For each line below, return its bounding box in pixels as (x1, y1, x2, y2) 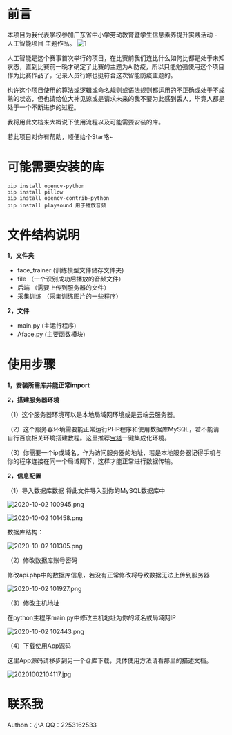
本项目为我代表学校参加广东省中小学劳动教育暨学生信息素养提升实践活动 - (7, 30, 217, 39)
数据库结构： (7, 528, 43, 536)
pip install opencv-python (7, 183, 85, 189)
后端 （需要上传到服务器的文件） (17, 283, 110, 291)
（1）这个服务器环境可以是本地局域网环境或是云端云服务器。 (7, 410, 180, 418)
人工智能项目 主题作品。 (7, 39, 76, 47)
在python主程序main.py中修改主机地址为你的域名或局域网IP (7, 613, 176, 622)
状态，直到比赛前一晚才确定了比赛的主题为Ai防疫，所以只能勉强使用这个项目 (7, 62, 225, 71)
